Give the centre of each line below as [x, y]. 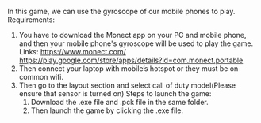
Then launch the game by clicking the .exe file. [107, 110]
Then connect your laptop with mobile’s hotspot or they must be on [129, 69]
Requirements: [31, 20]
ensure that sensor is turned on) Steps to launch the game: [115, 93]
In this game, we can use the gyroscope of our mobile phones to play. [121, 11]
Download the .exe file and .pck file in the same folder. [120, 102]
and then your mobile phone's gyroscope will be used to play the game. [136, 43]
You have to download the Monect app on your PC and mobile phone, [132, 35]
